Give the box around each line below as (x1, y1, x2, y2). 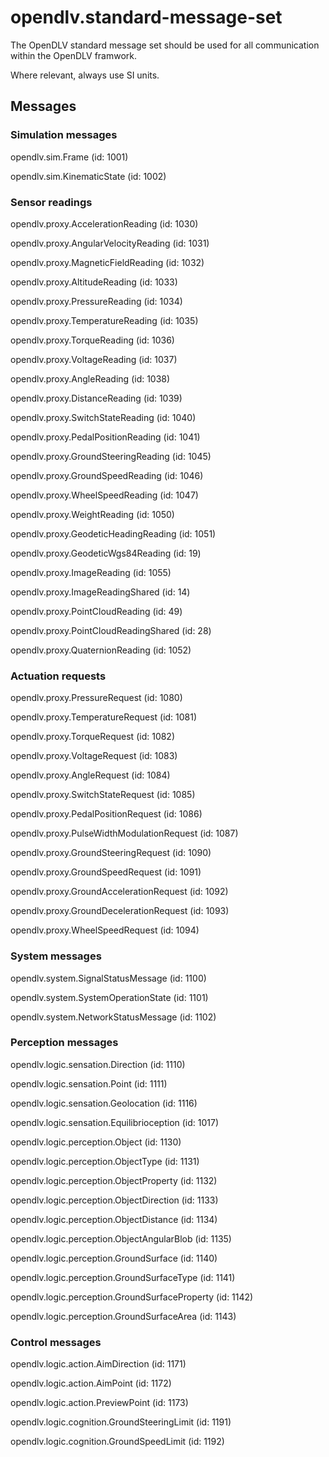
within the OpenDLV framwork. (10, 49, 138, 61)
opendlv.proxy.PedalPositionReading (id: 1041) (10, 431, 201, 443)
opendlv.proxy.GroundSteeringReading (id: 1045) (10, 450, 212, 462)
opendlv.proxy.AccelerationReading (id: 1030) (10, 217, 199, 230)
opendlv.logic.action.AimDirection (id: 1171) (10, 1358, 187, 1370)
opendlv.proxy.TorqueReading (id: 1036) (10, 334, 175, 346)
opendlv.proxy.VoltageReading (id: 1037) (10, 353, 178, 365)
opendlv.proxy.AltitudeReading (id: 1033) (10, 276, 178, 288)
